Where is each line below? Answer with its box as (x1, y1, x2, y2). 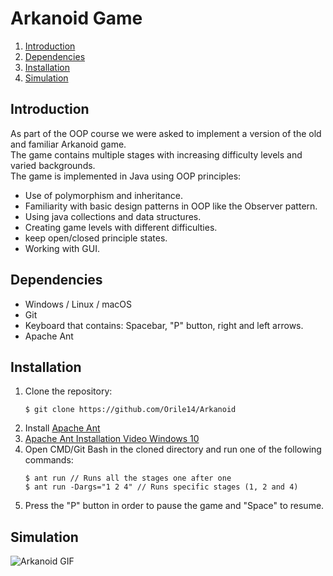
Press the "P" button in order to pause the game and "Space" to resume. (24, 500, 325, 512)
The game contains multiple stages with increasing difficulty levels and (10, 148, 303, 161)
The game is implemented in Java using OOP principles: (10, 170, 242, 182)
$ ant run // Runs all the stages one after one (24, 473, 232, 484)
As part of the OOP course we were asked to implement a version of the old (10, 127, 322, 139)
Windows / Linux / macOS (24, 298, 132, 310)
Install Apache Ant (24, 422, 101, 434)
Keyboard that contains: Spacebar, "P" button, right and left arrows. (24, 319, 304, 331)
